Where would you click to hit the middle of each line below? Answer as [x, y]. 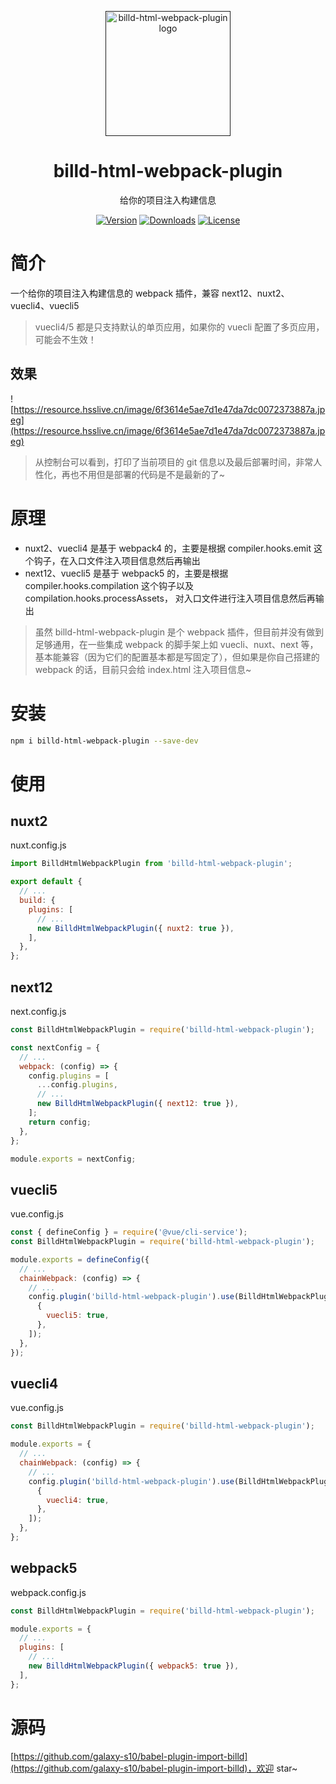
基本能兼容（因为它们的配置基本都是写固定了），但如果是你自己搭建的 [177, 657]
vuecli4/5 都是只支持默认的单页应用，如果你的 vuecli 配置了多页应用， [179, 327]
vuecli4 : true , [78, 1500]
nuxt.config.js [38, 845]
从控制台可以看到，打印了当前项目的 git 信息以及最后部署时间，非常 [174, 462]
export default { [46, 882]
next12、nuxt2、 [255, 293]
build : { [37, 901]
